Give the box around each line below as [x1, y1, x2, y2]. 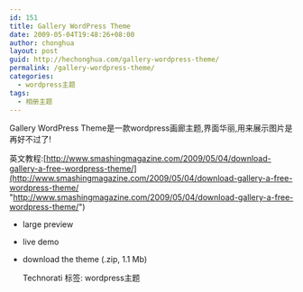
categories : [9, 72, 54, 81]
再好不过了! [9, 134, 52, 145]
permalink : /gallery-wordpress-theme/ [9, 64, 155, 73]
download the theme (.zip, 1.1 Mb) [22, 254, 147, 265]
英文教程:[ [9, 153, 47, 164]
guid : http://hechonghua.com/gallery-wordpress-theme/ [9, 55, 220, 64]
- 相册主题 [17, 96, 53, 106]
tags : [9, 88, 30, 97]
